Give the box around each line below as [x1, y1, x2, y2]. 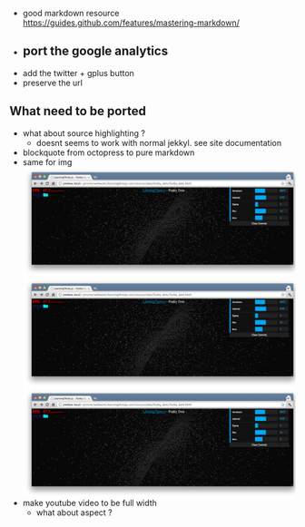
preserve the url [22, 77, 84, 88]
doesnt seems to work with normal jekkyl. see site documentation [35, 137, 282, 148]
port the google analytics [22, 44, 169, 59]
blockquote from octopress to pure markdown [22, 147, 195, 158]
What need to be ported [9, 103, 147, 119]
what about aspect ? [35, 507, 113, 518]
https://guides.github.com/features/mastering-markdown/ [22, 17, 241, 28]
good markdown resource [22, 8, 120, 18]
